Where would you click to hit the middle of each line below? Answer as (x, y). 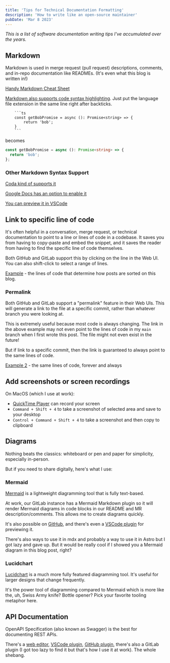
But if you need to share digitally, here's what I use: (59, 469)
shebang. (15, 655)
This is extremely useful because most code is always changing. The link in (84, 324)
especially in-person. (27, 459)
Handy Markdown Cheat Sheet (38, 89)
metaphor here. (22, 601)
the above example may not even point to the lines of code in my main (78, 329)
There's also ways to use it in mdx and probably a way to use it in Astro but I (85, 539)
